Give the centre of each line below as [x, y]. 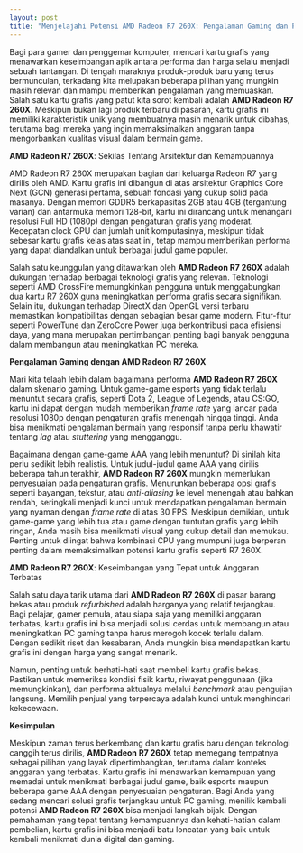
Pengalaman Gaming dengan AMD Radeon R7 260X [108, 361]
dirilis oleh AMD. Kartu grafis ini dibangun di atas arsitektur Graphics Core [147, 182]
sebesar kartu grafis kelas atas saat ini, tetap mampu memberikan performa [150, 240]
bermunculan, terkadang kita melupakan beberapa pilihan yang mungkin [144, 80]
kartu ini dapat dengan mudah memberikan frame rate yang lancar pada [143, 408]
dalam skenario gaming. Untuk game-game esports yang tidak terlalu [138, 388]
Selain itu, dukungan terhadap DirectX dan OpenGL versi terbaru [129, 306]
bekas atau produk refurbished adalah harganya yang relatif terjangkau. [143, 604]
